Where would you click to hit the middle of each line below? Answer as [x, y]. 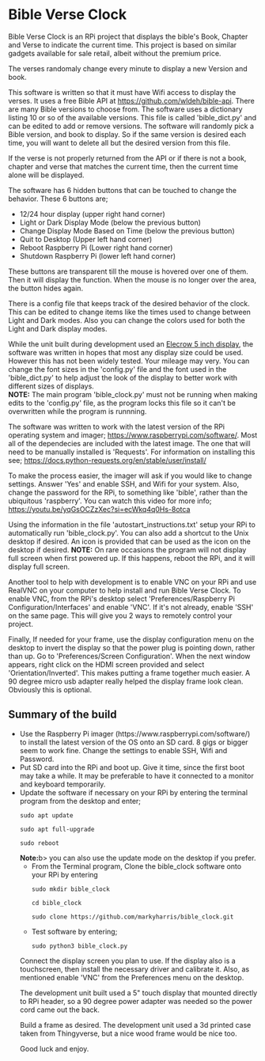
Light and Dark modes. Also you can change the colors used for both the [127, 320]
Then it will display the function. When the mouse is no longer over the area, [132, 279]
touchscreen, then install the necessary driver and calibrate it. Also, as [134, 969]
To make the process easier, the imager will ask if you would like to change [130, 476]
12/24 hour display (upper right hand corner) [93, 214]
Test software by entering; [74, 931]
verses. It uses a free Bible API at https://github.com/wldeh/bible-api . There [132, 100]
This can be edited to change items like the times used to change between [130, 312]
